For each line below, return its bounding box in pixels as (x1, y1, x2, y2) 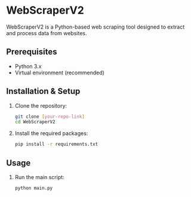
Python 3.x (14, 62, 42, 70)
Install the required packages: (14, 130, 88, 137)
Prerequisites (6, 47, 57, 57)
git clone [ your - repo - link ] (14, 114, 85, 120)
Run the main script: (14, 174, 64, 180)
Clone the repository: (14, 102, 67, 109)
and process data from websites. (6, 29, 87, 36)
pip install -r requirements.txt (14, 141, 98, 148)
